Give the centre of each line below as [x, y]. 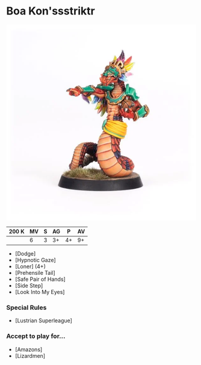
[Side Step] [29, 285]
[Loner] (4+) [30, 266]
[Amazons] [29, 349]
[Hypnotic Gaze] [35, 260]
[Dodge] [25, 253]
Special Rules [26, 307]
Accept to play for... [36, 336]
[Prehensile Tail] [35, 272]
